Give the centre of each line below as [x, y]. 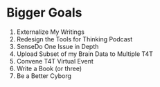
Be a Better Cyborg [44, 76]
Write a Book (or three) [49, 68]
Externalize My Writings [50, 32]
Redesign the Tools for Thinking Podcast [74, 39]
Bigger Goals [44, 13]
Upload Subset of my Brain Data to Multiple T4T [85, 54]
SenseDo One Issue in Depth [57, 46]
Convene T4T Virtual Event [55, 61]
